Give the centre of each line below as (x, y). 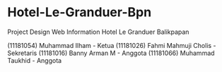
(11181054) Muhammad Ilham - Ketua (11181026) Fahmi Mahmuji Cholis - (112, 45)
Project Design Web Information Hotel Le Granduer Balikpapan (98, 32)
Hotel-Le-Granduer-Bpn (80, 12)
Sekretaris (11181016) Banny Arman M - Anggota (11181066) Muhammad (111, 53)
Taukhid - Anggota (35, 60)
